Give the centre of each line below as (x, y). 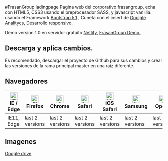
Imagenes (21, 142)
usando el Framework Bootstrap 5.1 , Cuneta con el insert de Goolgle (76, 18)
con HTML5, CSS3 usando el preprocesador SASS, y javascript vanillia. (78, 12)
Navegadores (27, 81)
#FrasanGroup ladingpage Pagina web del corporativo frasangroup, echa (80, 7)
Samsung (136, 106)
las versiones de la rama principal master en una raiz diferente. (70, 66)
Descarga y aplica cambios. (49, 49)
